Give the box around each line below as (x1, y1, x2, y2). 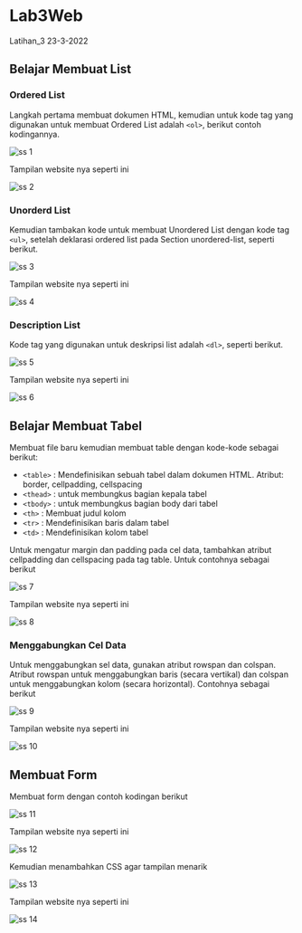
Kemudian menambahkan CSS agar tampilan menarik (9, 862, 208, 872)
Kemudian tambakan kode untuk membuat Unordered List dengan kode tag (9, 224, 290, 235)
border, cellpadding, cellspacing (22, 479, 143, 490)
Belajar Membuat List (9, 62, 132, 77)
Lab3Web (9, 5, 83, 26)
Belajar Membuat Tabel (9, 418, 143, 433)
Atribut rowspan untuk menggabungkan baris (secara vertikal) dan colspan (9, 669, 289, 680)
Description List (9, 319, 81, 331)
